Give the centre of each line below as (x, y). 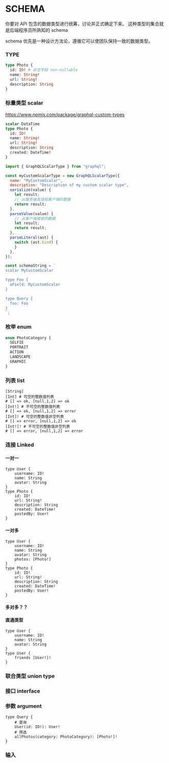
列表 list (15, 380)
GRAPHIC (18, 361)
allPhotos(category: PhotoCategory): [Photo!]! (66, 737)
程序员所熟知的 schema (43, 30)
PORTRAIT (19, 347)
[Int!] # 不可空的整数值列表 (33, 407)
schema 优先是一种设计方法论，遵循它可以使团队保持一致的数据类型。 (79, 41)
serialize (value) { (31, 190)
